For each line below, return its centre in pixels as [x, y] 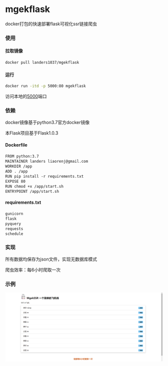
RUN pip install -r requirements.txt [44, 176]
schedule [14, 234]
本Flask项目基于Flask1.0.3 [32, 133]
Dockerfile [16, 145]
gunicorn [14, 214]
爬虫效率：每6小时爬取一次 [33, 270]
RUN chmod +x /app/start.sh [34, 186]
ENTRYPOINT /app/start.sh [32, 191]
